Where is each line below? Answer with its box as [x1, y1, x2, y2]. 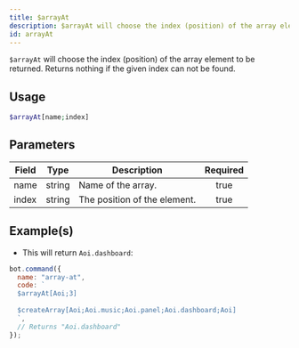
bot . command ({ [9, 264, 62, 273]
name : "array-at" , [17, 272, 86, 281]
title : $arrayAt [9, 12, 69, 22]
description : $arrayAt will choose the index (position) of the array [9, 21, 277, 30]
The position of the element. [78, 193, 197, 206]
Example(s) [9, 223, 74, 239]
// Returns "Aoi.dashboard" [17, 322, 122, 331]
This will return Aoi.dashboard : [21, 247, 133, 258]
